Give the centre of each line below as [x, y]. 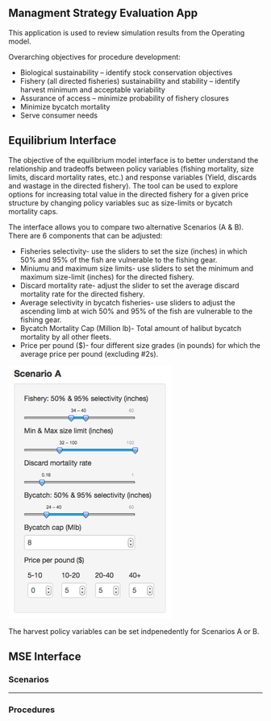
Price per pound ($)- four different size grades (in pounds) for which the [140, 345]
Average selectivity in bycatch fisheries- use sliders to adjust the [127, 302]
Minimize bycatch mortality [65, 106]
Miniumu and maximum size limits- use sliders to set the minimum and [137, 268]
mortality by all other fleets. [65, 337]
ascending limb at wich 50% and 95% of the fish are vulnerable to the [136, 311]
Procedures [31, 710]
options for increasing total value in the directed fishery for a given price [129, 194]
